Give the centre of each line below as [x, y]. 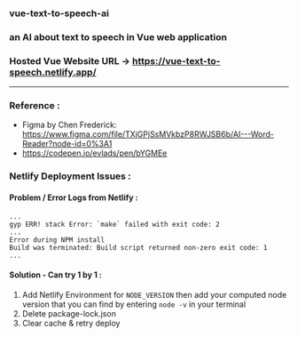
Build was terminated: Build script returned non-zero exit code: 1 [138, 247]
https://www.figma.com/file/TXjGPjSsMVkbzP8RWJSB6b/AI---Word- [148, 134]
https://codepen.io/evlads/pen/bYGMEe [94, 153]
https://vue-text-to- [176, 60]
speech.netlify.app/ [53, 72]
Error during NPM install [57, 240]
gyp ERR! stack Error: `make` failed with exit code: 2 [114, 224]
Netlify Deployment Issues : [70, 176]
